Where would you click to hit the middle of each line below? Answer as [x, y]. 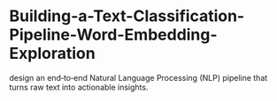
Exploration [52, 54]
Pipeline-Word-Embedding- [114, 35]
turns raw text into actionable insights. [79, 87]
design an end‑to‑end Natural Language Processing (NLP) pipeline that [138, 77]
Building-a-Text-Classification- [127, 16]
